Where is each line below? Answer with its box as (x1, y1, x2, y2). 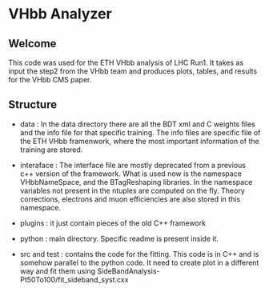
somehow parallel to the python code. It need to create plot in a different (19, 258, 259, 267)
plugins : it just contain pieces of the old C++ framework (19, 218, 207, 228)
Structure (8, 98, 58, 112)
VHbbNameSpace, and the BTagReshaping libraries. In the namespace (19, 177, 253, 186)
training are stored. (19, 145, 83, 154)
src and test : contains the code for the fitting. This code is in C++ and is (19, 249, 259, 258)
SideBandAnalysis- (97, 266, 160, 276)
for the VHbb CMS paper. (8, 75, 92, 84)
